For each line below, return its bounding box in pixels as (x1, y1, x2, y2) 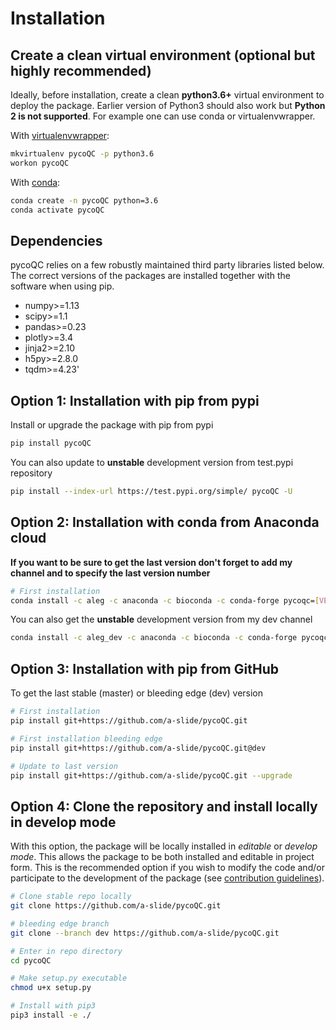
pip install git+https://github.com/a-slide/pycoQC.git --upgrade (10, 770, 293, 781)
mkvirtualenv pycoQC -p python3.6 (10, 149, 155, 159)
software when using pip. (10, 280, 115, 292)
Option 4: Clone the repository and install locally (10, 798, 318, 815)
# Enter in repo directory (10, 946, 123, 956)
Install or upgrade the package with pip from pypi (10, 419, 214, 431)
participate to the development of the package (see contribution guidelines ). (10, 872, 325, 884)
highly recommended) (10, 62, 152, 79)
